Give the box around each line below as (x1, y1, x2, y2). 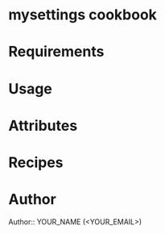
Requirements (8, 43, 105, 61)
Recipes (8, 153, 64, 171)
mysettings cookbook (8, 6, 157, 24)
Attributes (8, 116, 78, 135)
